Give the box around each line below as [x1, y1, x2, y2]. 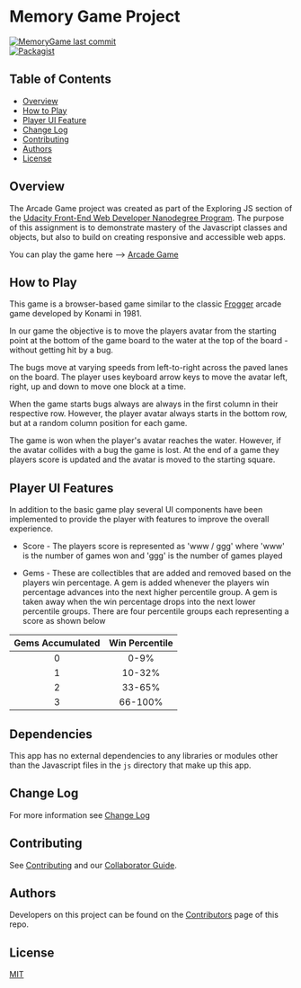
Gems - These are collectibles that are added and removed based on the [22, 568, 292, 579]
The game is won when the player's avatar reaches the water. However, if [9, 435, 281, 446]
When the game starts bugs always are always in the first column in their [9, 398, 279, 410]
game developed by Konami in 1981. [9, 308, 142, 319]
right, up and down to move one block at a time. [9, 381, 187, 392]
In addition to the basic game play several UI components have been [9, 504, 263, 515]
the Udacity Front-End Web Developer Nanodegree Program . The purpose [9, 212, 285, 223]
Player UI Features [9, 480, 114, 495]
